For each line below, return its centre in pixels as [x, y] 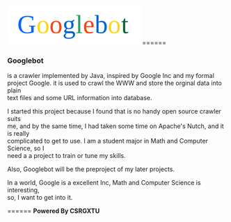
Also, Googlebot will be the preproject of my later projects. [91, 169]
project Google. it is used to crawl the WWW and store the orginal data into [115, 83]
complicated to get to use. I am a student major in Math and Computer [108, 141]
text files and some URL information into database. [80, 98]
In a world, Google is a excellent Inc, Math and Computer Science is [104, 183]
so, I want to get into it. [40, 198]
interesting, [23, 190]
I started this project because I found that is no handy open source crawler [114, 111]
